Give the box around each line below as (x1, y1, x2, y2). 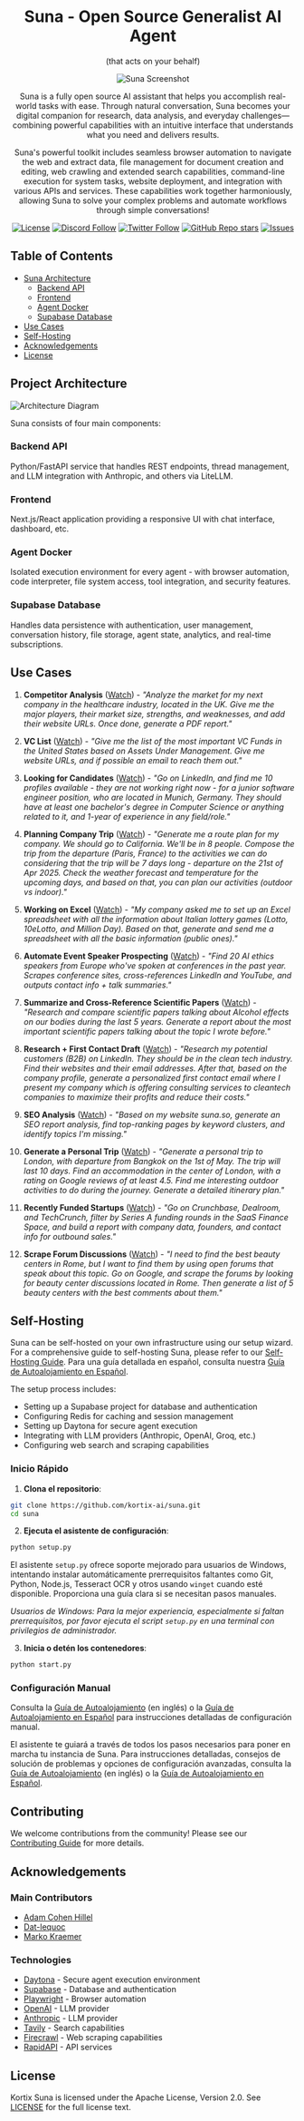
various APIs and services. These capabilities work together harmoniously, (14, 185, 292, 196)
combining (12, 120, 52, 131)
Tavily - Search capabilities (23, 2022, 125, 2033)
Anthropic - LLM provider (23, 2013, 119, 2024)
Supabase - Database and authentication (23, 1984, 177, 1995)
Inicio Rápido (10, 1463, 69, 1475)
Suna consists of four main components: (10, 417, 162, 428)
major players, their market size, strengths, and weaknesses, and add (23, 708, 286, 719)
